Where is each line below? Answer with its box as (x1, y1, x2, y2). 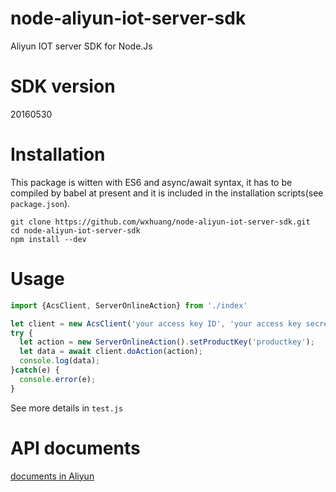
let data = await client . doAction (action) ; (19, 347, 203, 357)
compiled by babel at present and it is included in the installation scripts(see (10, 187, 324, 199)
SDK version (10, 75, 116, 98)
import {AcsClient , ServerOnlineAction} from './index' (10, 300, 248, 311)
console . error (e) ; (19, 374, 97, 384)
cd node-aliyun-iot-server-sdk (10, 225, 141, 236)
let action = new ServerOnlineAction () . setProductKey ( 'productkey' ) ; (19, 337, 315, 347)
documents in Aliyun (10, 470, 95, 482)
